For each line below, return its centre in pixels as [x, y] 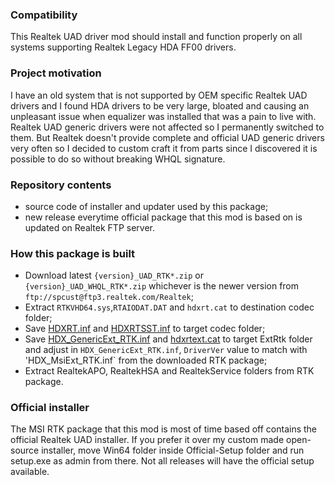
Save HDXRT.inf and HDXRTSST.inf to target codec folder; [145, 329]
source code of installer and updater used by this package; [146, 206]
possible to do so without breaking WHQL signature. [118, 159]
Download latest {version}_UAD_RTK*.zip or [114, 275]
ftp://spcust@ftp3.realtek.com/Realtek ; [109, 297]
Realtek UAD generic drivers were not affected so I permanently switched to [167, 127]
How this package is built [73, 253]
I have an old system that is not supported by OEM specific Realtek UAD [159, 95]
